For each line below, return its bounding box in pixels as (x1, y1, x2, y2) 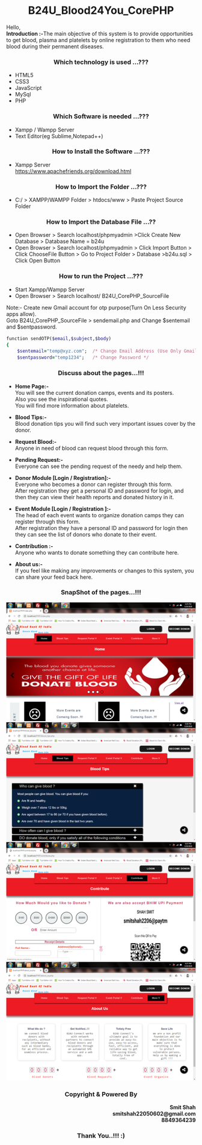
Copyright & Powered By (64, 1090, 138, 1098)
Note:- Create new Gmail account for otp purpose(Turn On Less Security (6, 304, 186, 311)
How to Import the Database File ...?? (46, 218, 156, 226)
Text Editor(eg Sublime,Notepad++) (14, 132, 103, 139)
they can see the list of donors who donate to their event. (14, 531, 158, 538)
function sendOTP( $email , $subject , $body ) (6, 335, 112, 341)
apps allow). (6, 310, 37, 317)
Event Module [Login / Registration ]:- (14, 505, 111, 513)
